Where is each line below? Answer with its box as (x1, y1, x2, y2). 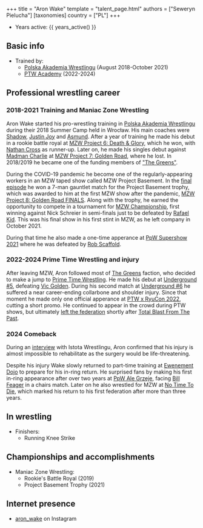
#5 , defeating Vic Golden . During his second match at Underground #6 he (6, 282, 191, 290)
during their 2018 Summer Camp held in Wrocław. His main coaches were (6, 126, 190, 133)
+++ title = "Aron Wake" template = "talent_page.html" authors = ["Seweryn (6, 5, 196, 12)
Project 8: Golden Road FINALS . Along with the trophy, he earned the (6, 196, 179, 203)
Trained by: (15, 57, 44, 64)
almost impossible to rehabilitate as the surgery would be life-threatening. (6, 350, 191, 358)
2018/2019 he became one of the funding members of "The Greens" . (6, 158, 178, 166)
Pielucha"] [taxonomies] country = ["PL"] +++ (6, 12, 121, 19)
